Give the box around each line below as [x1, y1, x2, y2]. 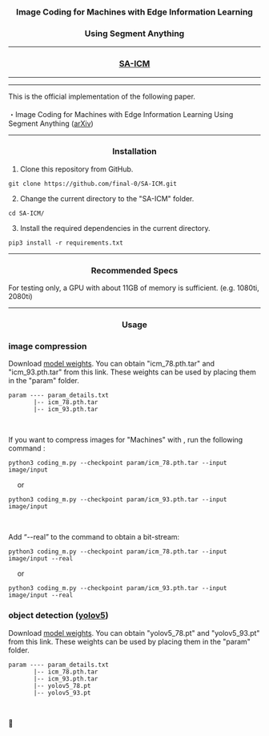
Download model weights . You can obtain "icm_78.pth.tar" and [8, 359, 215, 369]
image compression [8, 340, 87, 351]
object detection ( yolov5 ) [8, 610, 109, 621]
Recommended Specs [90, 265, 179, 276]
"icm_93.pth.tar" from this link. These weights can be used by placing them [8, 367, 256, 377]
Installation [111, 146, 158, 157]
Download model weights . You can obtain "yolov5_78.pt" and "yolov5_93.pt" [8, 628, 260, 637]
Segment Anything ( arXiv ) [8, 119, 94, 128]
